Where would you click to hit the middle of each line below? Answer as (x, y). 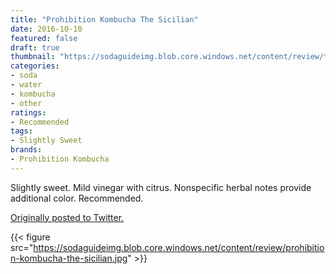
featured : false (44, 38)
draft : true (35, 47)
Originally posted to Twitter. (67, 217)
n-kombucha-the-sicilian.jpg (69, 258)
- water (26, 85)
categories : (35, 66)
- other (26, 103)
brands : (26, 150)
